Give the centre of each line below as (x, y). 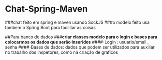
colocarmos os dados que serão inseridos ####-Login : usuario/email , (77, 42)
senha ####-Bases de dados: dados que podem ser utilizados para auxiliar (80, 47)
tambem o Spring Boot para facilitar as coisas (50, 27)
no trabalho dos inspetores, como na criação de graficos (62, 52)
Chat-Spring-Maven (46, 9)
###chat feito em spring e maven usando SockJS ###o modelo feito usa (77, 22)
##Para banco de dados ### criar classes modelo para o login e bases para (81, 37)
